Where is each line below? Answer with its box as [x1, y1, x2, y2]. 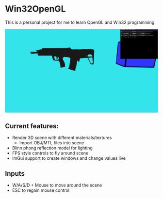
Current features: [5, 122, 59, 130]
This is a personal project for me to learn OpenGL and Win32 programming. [5, 19, 156, 25]
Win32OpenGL [5, 3, 66, 15]
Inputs [5, 169, 25, 178]
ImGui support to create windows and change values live [12, 155, 126, 161]
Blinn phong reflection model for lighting [12, 145, 93, 151]
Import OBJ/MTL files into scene [19, 140, 84, 146]
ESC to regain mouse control [12, 187, 69, 193]
